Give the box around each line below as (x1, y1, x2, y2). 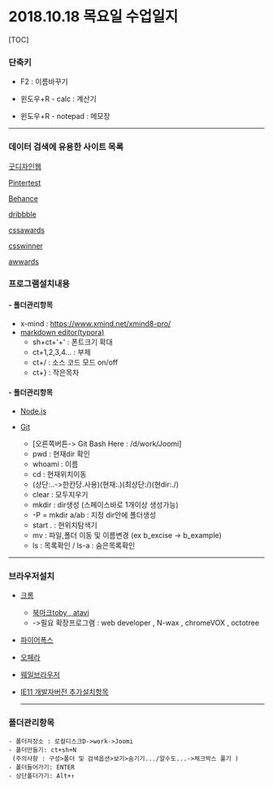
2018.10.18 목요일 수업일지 (8, 7, 179, 26)
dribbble (8, 209, 37, 219)
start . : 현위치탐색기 (32, 520, 97, 530)
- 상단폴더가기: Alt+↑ (8, 772, 76, 780)
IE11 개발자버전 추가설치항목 (19, 687, 109, 697)
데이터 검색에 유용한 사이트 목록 (8, 142, 124, 153)
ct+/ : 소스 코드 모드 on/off (32, 357, 119, 367)
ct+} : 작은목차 (32, 367, 80, 377)
